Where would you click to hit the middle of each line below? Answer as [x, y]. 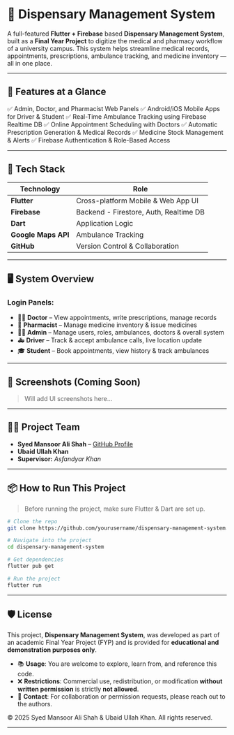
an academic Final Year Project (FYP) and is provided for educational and [113, 642]
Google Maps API [40, 235]
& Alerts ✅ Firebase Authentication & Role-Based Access [89, 140]
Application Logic [105, 223]
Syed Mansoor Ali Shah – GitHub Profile [75, 444]
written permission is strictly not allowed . [78, 689]
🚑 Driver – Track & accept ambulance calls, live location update [109, 340]
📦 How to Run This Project [67, 488]
